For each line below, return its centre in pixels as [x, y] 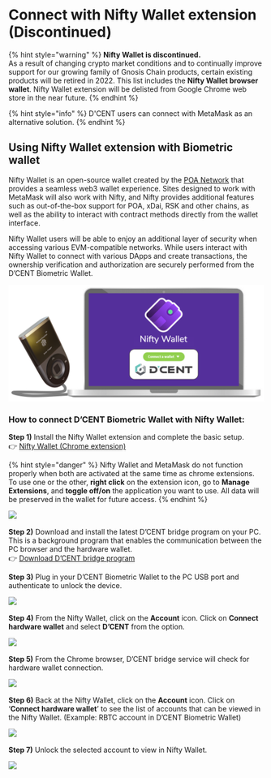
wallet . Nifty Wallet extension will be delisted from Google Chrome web [128, 89]
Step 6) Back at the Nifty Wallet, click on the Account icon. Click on [122, 700]
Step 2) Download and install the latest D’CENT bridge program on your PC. [135, 532]
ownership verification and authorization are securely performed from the [131, 264]
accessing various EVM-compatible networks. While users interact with [128, 247]
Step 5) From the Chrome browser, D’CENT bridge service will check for [129, 660]
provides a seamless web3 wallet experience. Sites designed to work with [132, 188]
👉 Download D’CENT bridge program [72, 558]
